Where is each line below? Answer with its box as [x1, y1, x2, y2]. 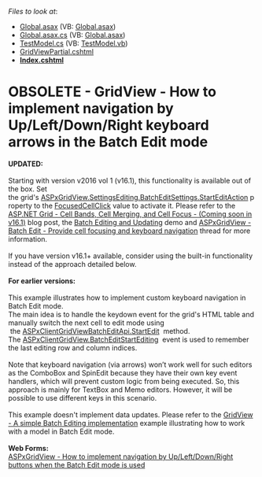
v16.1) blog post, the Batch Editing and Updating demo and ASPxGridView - [8, 217, 252, 227]
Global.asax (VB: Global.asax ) [19, 22, 116, 31]
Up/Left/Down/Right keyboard [8, 116, 210, 135]
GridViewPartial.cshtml [19, 47, 94, 56]
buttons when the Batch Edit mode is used [8, 460, 146, 469]
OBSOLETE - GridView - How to [8, 83, 216, 101]
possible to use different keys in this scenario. [8, 393, 157, 402]
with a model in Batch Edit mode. [8, 427, 115, 436]
